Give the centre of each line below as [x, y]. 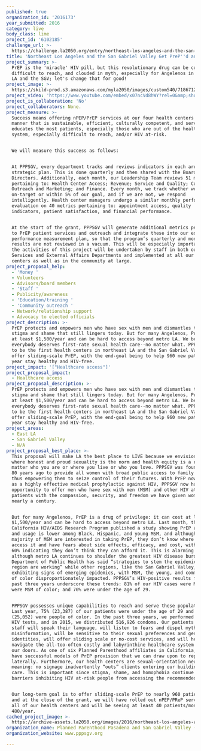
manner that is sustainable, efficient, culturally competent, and [98, 124]
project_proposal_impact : [38, 373]
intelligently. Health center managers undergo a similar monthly [96, 201]
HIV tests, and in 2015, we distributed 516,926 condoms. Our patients [103, 623]
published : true [26, 12]
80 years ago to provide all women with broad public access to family [103, 473]
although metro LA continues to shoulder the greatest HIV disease [98, 556]
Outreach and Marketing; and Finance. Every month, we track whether [100, 189]
